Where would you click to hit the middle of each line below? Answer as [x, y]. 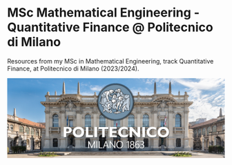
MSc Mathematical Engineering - [104, 13]
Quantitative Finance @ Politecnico [110, 27]
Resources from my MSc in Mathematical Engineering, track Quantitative [110, 61]
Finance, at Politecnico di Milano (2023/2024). [73, 68]
